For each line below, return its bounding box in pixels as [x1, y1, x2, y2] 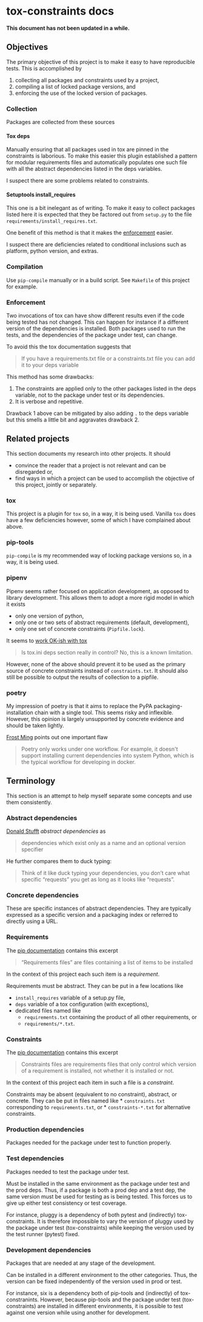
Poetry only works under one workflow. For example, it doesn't [21, 745, 178, 753]
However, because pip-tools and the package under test [40, 1296, 181, 1303]
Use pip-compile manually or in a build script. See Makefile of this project [6, 276, 190, 284]
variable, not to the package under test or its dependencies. [15, 391, 165, 399]
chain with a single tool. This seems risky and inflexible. [34, 709, 174, 716]
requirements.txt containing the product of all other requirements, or [24, 1013, 197, 1020]
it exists [6, 600, 26, 608]
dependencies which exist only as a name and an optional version [21, 840, 186, 847]
